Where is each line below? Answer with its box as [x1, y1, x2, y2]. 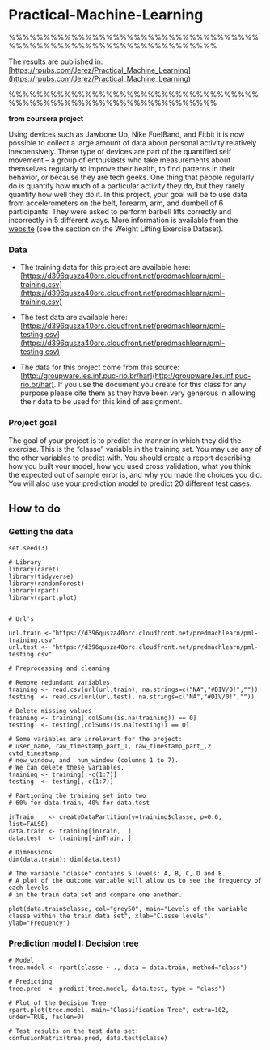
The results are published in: [8, 57, 103, 66]
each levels [8, 883, 49, 892]
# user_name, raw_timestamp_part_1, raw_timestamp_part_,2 [8, 742, 212, 751]
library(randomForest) [8, 580, 85, 588]
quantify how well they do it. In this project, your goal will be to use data [8, 189, 248, 199]
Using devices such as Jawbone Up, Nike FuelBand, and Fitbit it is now [8, 129, 245, 139]
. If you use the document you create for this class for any [53, 380, 247, 390]
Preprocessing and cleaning [15, 664, 111, 673]
